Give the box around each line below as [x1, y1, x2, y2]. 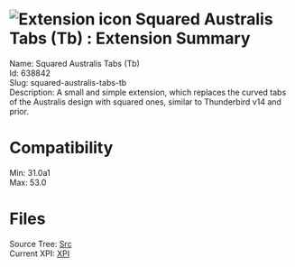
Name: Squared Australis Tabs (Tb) [9, 58, 140, 69]
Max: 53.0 [9, 177, 47, 188]
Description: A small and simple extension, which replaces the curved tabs [9, 87, 287, 97]
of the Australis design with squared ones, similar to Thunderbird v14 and [9, 96, 282, 107]
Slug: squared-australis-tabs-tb [9, 77, 127, 87]
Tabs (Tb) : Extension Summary [9, 28, 251, 49]
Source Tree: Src [9, 238, 72, 249]
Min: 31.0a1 [9, 167, 51, 178]
